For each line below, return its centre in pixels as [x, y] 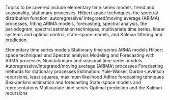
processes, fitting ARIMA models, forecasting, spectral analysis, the [76, 23]
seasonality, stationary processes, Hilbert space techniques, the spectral [82, 13]
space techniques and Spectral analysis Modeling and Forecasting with [80, 55]
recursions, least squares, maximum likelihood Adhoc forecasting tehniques [85, 77]
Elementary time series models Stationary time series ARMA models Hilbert [84, 50]
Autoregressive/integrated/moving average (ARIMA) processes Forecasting [84, 66]
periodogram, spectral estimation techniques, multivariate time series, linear [85, 29]
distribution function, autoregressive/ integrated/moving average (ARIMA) [82, 18]
